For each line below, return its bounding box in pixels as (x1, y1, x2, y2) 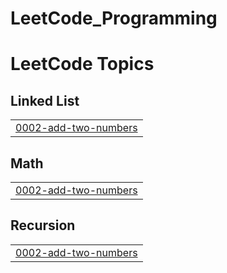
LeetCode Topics (10, 53, 155, 76)
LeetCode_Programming (10, 7, 218, 30)
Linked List (10, 92, 80, 109)
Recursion (10, 217, 76, 234)
